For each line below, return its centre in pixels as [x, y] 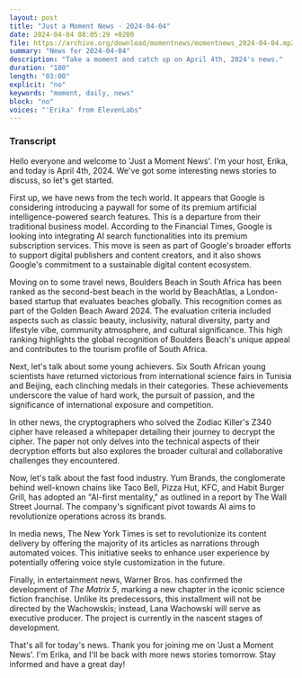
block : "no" [31, 101]
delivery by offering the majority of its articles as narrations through [134, 543]
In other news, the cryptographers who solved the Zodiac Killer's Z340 [141, 422]
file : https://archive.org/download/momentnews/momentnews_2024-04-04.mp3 [152, 43]
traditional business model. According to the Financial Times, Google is [141, 226]
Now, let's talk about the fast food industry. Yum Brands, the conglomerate [147, 477]
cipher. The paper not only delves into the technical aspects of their [135, 441]
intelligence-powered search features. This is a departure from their [135, 216]
